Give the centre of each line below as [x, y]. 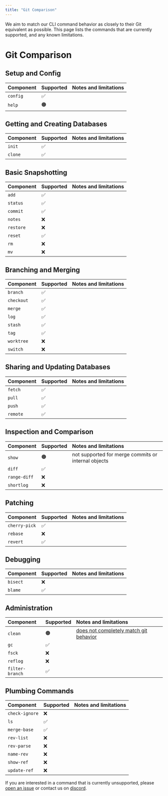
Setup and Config [33, 73]
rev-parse [19, 746]
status [15, 203]
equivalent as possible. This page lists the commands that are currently [79, 29]
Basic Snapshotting [36, 173]
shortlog [18, 485]
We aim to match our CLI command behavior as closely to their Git [73, 24]
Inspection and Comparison [49, 432]
